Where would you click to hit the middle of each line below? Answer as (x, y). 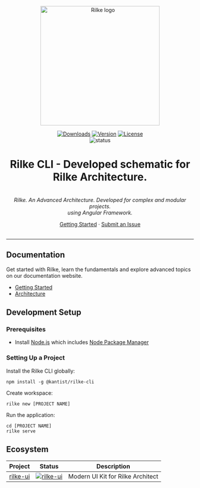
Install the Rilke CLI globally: (41, 371)
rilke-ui (20, 476)
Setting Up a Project (36, 358)
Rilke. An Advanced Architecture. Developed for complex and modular (100, 200)
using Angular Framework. (100, 213)
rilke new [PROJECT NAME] (38, 404)
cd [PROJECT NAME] (29, 426)
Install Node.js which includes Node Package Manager (82, 342)
